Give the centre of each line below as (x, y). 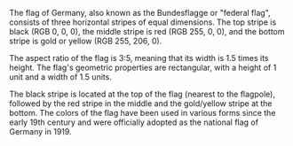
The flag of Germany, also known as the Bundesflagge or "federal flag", (140, 13)
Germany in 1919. (41, 131)
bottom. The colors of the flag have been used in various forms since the (143, 113)
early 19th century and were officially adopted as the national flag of (134, 122)
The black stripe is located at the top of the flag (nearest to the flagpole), (142, 94)
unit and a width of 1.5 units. (61, 77)
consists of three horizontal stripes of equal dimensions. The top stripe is (143, 22)
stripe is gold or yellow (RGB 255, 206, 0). (86, 41)
